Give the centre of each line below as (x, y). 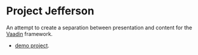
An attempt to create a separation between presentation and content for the (99, 27)
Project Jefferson (50, 11)
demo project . (32, 45)
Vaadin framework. (30, 33)
